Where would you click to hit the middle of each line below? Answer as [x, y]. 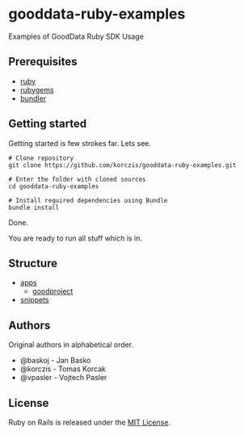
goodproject [53, 291]
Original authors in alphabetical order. [71, 345]
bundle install [34, 207]
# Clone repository [41, 158]
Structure [33, 263]
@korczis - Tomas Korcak [63, 369]
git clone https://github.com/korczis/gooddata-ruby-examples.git [122, 165]
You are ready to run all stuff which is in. [76, 238]
